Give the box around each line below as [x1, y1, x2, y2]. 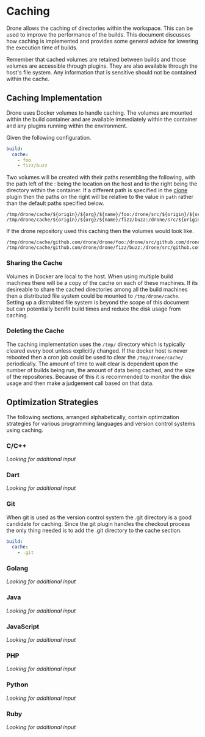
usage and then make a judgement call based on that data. [6, 379, 154, 387]
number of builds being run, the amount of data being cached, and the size [6, 366, 195, 373]
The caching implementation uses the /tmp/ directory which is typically [6, 340, 185, 348]
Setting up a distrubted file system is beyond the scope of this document [6, 298, 189, 306]
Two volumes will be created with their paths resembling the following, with [6, 174, 196, 181]
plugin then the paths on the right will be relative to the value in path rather [6, 193, 194, 201]
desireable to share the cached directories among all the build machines [6, 286, 188, 293]
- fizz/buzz [17, 163, 48, 169]
